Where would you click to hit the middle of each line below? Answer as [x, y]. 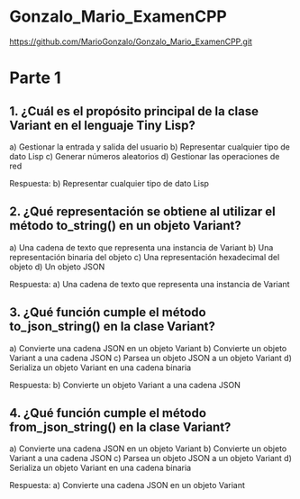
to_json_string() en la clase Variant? [113, 327]
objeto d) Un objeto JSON [57, 267]
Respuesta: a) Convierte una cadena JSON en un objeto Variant [127, 485]
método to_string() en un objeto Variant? [125, 226]
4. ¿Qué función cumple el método [108, 413]
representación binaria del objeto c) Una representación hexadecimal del [145, 257]
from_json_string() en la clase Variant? [120, 426]
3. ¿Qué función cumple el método [108, 313]
